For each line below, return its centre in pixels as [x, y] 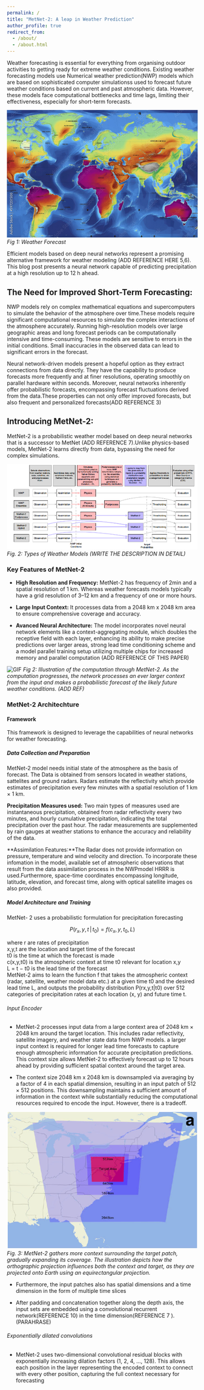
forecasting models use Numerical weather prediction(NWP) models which [100, 76]
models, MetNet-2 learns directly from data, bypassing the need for [91, 449]
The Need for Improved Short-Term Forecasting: [100, 292]
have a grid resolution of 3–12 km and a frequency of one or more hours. [106, 595]
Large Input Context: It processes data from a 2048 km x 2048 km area [105, 608]
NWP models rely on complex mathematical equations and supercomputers [101, 307]
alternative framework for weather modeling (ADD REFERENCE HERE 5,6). [99, 260]
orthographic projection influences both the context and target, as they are [100, 1266]
